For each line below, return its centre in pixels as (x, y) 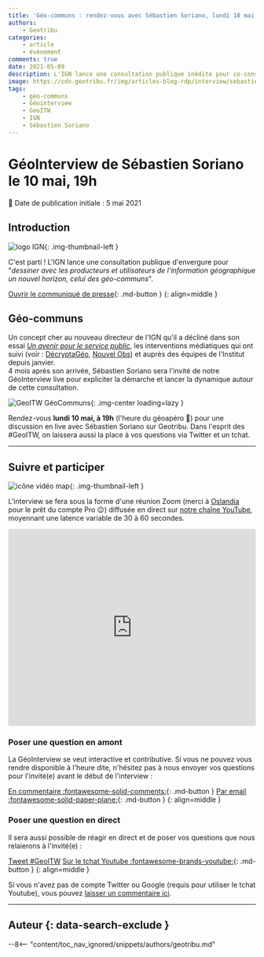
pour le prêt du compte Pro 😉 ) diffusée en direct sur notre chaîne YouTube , (130, 510)
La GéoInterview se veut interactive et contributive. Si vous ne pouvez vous (130, 759)
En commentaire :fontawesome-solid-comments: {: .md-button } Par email (127, 792)
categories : (27, 37)
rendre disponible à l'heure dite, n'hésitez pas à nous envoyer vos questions (132, 768)
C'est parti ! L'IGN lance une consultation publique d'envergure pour (119, 262)
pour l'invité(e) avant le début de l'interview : (81, 776)
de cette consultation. (44, 388)
